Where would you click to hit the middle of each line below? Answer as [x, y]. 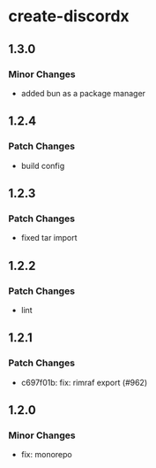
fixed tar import [49, 238]
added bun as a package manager [83, 93]
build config [43, 165]
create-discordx [69, 16]
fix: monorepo [46, 455]
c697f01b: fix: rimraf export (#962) [84, 382]
